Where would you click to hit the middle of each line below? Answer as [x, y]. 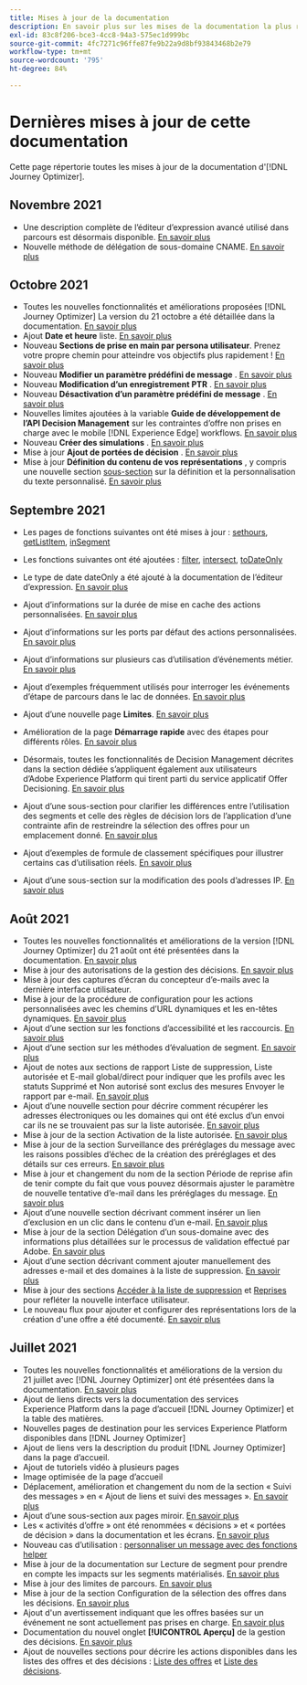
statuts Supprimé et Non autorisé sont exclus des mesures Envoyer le [153, 1087]
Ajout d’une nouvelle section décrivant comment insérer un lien [142, 1213]
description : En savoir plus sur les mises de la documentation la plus [151, 26]
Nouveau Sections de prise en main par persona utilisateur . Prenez [152, 346]
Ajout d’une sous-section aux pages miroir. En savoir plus [131, 1515]
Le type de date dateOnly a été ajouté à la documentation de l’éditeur [153, 577]
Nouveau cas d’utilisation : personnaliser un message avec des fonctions [160, 1544]
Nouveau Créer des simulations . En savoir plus [113, 443]
